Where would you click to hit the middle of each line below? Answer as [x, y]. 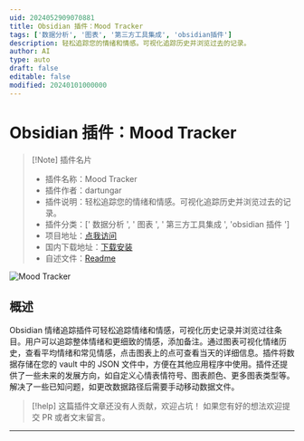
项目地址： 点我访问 [81, 235]
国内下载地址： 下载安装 [89, 246]
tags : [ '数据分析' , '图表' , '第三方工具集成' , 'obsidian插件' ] [121, 34]
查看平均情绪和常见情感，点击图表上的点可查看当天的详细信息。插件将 [156, 353]
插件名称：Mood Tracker [91, 178]
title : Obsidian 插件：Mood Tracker [76, 26]
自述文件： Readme [80, 258]
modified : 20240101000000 [58, 85]
